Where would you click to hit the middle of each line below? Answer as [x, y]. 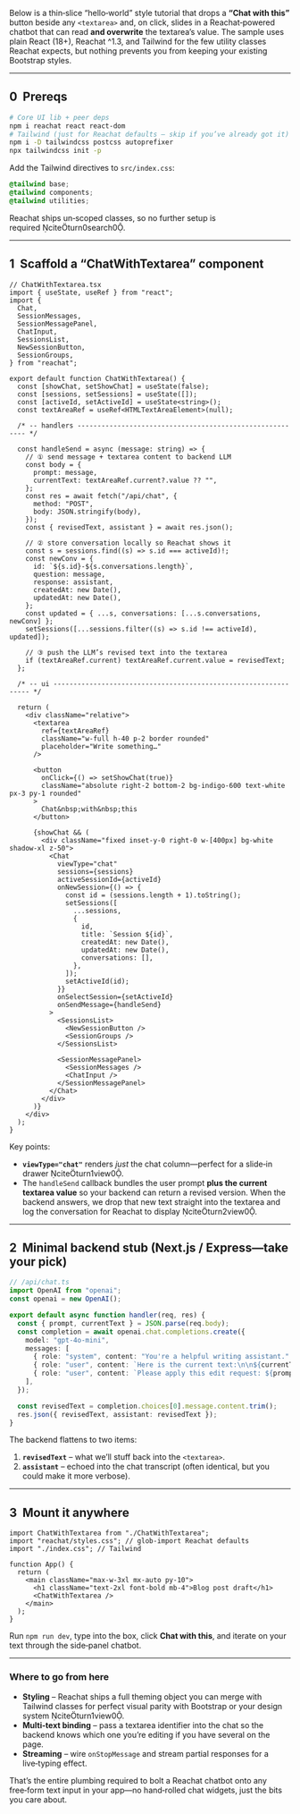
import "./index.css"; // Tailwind [75, 1549]
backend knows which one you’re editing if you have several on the [146, 1734]
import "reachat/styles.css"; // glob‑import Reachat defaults [129, 1541]
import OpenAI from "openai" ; [66, 1291]
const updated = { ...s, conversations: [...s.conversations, [143, 613]
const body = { [54, 464]
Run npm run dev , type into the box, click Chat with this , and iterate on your [148, 1636]
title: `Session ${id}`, [127, 934]
